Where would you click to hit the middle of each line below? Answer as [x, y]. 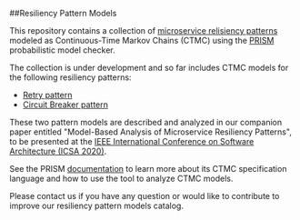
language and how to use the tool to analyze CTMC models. [121, 178]
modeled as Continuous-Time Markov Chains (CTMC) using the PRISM [142, 40]
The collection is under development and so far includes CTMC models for [149, 68]
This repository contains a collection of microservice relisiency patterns [144, 30]
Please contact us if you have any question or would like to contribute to [145, 196]
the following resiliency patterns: [70, 77]
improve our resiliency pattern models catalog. [97, 205]
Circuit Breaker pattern [65, 105]
